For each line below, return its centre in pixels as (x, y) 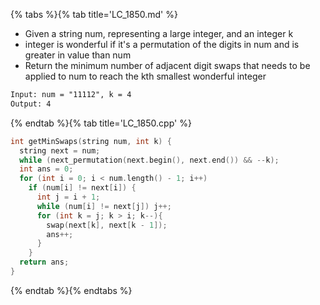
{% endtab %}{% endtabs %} (71, 290)
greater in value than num (78, 55)
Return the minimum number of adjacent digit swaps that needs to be (167, 65)
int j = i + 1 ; (68, 197)
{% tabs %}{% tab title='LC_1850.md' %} (94, 14)
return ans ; (44, 262)
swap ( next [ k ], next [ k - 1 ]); (107, 225)
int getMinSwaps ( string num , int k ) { (91, 141)
